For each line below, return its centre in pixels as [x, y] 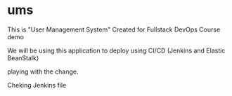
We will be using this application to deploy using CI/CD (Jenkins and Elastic [116, 50]
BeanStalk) [23, 57]
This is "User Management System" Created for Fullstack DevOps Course [114, 29]
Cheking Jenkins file [37, 85]
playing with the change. [43, 71]
